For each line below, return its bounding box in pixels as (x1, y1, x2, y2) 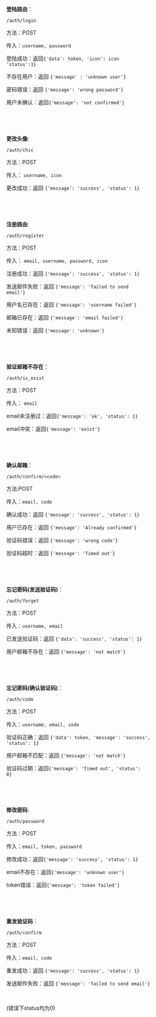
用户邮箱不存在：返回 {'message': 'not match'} (6, 648, 126, 655)
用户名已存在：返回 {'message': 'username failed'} (6, 301, 137, 308)
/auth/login (6, 18, 36, 24)
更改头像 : (6, 135, 30, 142)
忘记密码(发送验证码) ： (6, 586, 63, 593)
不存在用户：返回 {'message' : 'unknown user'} (6, 73, 126, 80)
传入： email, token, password (6, 842, 82, 850)
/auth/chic (6, 147, 34, 153)
